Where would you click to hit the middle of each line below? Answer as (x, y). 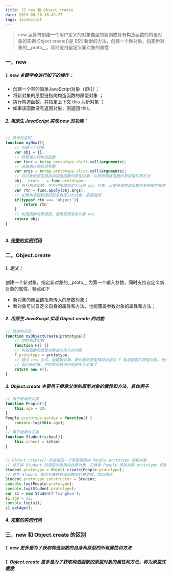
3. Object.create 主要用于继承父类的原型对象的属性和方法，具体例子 (77, 386)
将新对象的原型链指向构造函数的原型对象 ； (58, 96)
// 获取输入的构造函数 (35, 157)
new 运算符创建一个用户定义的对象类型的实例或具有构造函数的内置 (88, 35)
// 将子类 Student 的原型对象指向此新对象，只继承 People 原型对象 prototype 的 (84, 465)
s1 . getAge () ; (19, 508)
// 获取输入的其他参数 (35, 167)
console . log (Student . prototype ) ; (41, 489)
